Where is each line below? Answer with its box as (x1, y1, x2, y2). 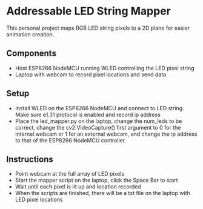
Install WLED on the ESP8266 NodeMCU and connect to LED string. (15, 104, 184, 111)
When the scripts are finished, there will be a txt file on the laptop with (15, 190, 191, 197)
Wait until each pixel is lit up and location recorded (15, 183, 141, 190)
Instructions (6, 154, 53, 164)
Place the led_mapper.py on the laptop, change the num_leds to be (15, 117, 182, 125)
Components (6, 48, 56, 59)
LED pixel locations (15, 196, 63, 204)
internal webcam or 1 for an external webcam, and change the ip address (15, 130, 198, 138)
